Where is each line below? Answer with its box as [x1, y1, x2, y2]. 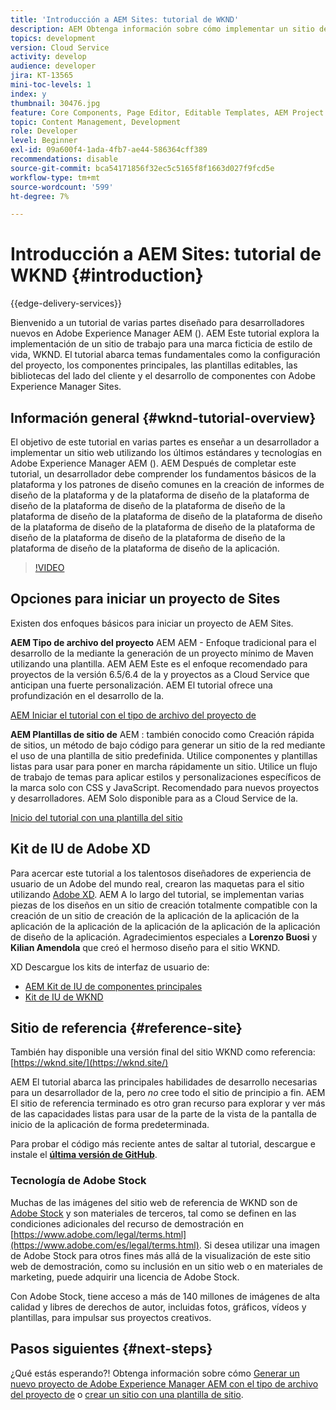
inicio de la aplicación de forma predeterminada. [10, 1119, 210, 1131]
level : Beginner [10, 136, 78, 146]
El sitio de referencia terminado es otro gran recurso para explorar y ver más [10, 1097, 326, 1110]
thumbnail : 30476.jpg [10, 98, 101, 108]
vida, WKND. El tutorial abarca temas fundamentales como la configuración [10, 349, 321, 361]
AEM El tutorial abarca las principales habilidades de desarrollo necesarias [10, 1076, 318, 1088]
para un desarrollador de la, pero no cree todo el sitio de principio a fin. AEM [10, 1087, 326, 1099]
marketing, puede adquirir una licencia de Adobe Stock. [10, 1271, 240, 1283]
